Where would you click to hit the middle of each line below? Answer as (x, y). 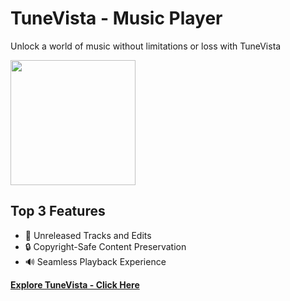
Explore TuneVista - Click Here (75, 284)
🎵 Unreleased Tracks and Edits (88, 235)
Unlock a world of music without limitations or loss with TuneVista (146, 46)
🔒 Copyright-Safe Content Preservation (105, 246)
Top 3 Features (58, 211)
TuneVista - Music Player (116, 18)
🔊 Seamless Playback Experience (95, 261)
